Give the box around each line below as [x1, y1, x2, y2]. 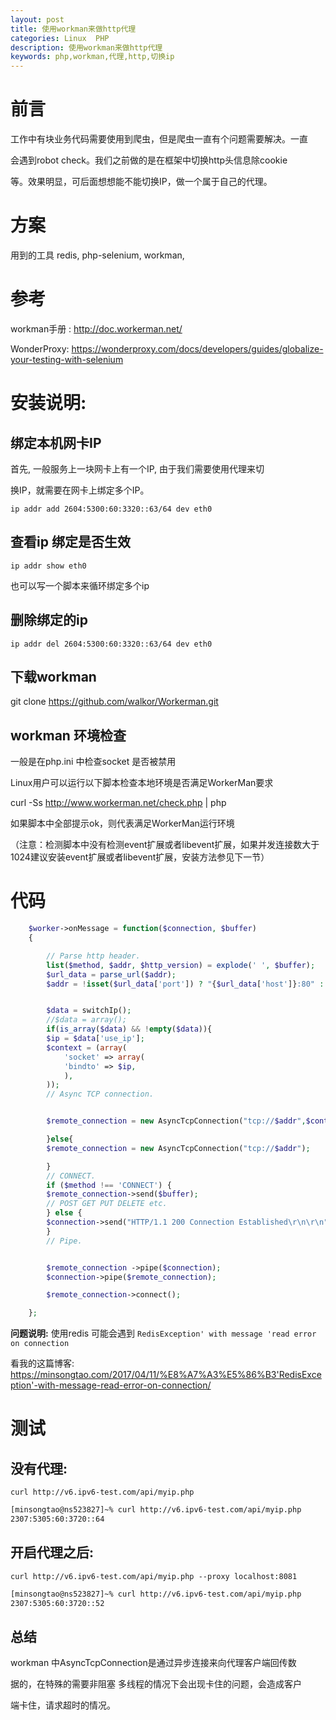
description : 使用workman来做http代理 [10, 42, 163, 53]
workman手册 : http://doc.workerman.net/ [10, 322, 183, 335]
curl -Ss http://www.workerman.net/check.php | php [10, 797, 227, 809]
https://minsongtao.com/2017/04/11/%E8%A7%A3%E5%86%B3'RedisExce [10, 1369, 322, 1381]
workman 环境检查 [10, 727, 127, 744]
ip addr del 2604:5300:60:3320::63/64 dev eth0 [10, 639, 213, 649]
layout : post [10, 14, 65, 25]
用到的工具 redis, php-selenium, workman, [10, 249, 185, 261]
